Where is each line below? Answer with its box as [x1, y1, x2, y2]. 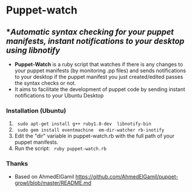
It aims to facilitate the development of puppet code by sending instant [14, 86, 186, 93]
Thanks [6, 160, 28, 168]
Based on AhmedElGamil [14, 173, 74, 180]
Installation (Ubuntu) [6, 106, 66, 114]
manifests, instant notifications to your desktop [6, 36, 185, 46]
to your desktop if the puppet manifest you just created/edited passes [14, 73, 183, 80]
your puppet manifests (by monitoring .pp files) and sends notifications [14, 67, 186, 74]
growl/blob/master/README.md [14, 179, 92, 186]
